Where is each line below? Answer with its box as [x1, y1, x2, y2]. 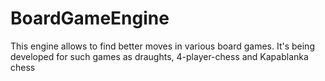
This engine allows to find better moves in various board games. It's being [10, 40, 315, 52]
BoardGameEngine [10, 7, 170, 30]
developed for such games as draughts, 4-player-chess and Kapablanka [10, 50, 309, 62]
